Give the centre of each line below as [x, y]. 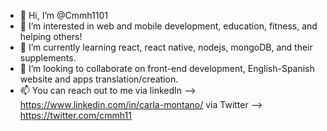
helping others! [51, 36]
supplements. [48, 58]
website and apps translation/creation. [99, 79]
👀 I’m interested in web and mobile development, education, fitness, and [168, 26]
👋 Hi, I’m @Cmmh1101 [63, 15]
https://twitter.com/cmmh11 [75, 115]
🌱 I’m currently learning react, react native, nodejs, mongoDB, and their [166, 47]
